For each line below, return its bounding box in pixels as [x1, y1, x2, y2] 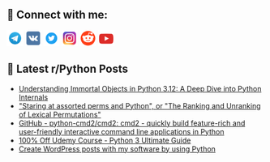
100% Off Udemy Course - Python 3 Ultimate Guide [18, 135, 191, 145]
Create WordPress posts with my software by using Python [18, 143, 216, 154]
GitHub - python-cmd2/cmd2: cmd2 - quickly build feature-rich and [18, 118, 246, 128]
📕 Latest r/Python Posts [6, 62, 129, 76]
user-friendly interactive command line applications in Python [18, 126, 225, 136]
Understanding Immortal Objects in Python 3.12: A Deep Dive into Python [18, 83, 262, 93]
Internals [18, 92, 49, 102]
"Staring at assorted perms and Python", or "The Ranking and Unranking [18, 100, 261, 110]
